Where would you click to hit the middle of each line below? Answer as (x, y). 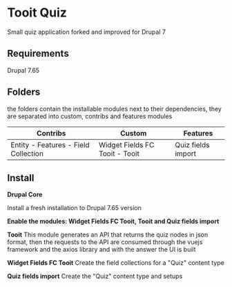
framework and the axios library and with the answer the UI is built (101, 250)
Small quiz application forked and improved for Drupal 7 (86, 32)
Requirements (38, 54)
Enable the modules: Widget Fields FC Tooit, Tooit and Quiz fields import (113, 221)
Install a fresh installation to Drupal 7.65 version (74, 208)
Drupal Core (25, 194)
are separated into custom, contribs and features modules (90, 116)
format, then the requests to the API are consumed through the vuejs (105, 242)
